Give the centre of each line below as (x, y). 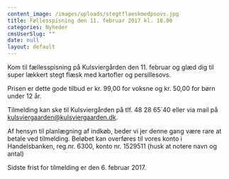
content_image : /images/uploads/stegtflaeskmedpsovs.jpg (93, 14)
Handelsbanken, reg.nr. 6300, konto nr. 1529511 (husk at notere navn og (112, 146)
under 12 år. (24, 96)
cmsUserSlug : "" (31, 34)
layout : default (31, 47)
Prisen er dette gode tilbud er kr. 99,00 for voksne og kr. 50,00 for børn (111, 88)
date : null (23, 40)
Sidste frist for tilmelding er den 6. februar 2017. (77, 167)
